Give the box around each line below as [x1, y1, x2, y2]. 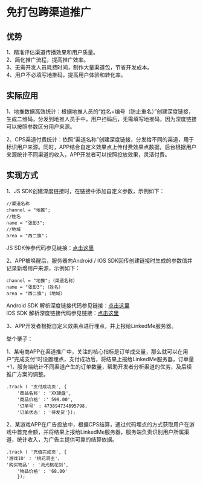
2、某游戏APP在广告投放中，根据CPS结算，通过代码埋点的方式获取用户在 [6, 420, 190, 428]
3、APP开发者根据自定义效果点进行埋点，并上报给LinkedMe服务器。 [6, 322, 177, 329]
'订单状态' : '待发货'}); [17, 409, 76, 416]
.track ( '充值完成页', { [6, 449, 67, 455]
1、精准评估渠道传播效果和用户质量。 [6, 49, 98, 56]
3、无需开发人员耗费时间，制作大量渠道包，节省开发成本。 [6, 64, 153, 71]
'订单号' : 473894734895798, [17, 403, 88, 409]
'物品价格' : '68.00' [17, 468, 68, 474]
